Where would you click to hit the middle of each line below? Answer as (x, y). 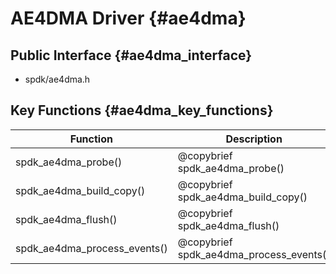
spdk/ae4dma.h (57, 79)
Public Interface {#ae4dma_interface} (131, 55)
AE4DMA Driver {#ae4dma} (128, 18)
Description (254, 139)
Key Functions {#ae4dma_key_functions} (142, 110)
